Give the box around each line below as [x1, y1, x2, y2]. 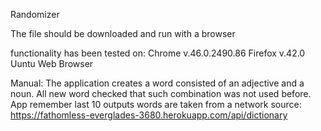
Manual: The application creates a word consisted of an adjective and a [10, 77, 305, 89]
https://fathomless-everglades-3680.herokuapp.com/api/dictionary [10, 109, 288, 121]
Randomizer [10, 9, 60, 20]
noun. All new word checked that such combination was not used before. [10, 88, 312, 99]
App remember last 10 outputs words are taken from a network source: [10, 99, 302, 110]
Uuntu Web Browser [10, 58, 94, 69]
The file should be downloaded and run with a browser [10, 28, 236, 39]
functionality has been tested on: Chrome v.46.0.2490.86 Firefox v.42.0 [10, 47, 306, 59]
